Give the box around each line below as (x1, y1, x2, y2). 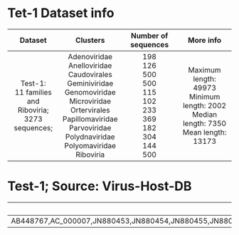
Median (191, 109, 218, 119)
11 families (14, 87, 52, 97)
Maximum (188, 65, 222, 75)
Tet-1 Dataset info (7, 5, 115, 21)
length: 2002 (182, 100, 226, 110)
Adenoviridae (68, 51, 112, 61)
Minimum (188, 91, 221, 101)
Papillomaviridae (62, 114, 118, 124)
